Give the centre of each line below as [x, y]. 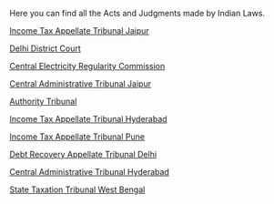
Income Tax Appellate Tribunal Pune [77, 137]
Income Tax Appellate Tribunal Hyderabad [88, 119]
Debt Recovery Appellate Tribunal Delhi [83, 154]
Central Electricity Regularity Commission [87, 66]
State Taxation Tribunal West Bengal [77, 189]
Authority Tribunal [43, 101]
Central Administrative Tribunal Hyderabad [90, 172]
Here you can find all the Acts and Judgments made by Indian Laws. [137, 13]
